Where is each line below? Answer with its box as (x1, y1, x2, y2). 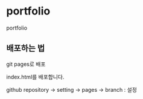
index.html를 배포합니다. (6, 73, 65, 80)
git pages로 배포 (6, 60, 46, 68)
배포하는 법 (6, 43, 45, 54)
